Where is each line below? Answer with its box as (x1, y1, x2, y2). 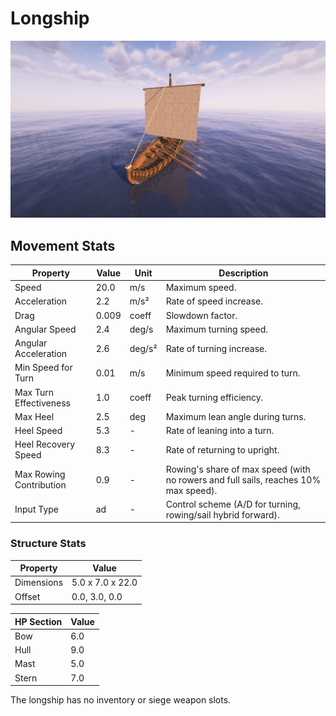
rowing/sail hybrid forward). (165, 508, 280, 521)
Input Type (14, 503, 59, 516)
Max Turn (14, 386, 54, 398)
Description (218, 267, 269, 279)
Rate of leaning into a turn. (165, 425, 275, 436)
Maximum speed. (165, 282, 237, 293)
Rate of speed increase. (165, 295, 263, 307)
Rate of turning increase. (165, 342, 267, 354)
